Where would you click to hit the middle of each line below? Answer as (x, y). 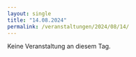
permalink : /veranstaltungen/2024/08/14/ (68, 26)
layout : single (29, 14)
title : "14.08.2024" (37, 20)
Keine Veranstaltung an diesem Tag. (59, 47)
